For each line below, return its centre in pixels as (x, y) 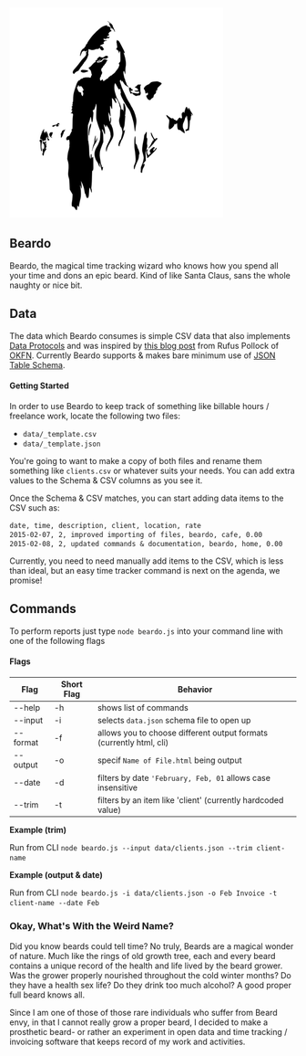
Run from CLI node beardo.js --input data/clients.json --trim (131, 848)
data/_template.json (61, 444)
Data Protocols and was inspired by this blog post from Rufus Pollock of (144, 345)
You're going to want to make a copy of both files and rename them (136, 460)
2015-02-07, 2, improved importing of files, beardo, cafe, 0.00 (136, 534)
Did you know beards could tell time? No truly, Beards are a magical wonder (152, 946)
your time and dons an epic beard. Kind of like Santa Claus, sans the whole (150, 275)
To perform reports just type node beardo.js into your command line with (147, 631)
